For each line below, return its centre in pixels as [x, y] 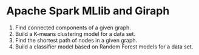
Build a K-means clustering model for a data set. [75, 33]
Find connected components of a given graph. [73, 27]
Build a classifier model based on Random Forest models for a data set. [104, 47]
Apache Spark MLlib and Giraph [88, 11]
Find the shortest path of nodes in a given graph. [76, 40]
